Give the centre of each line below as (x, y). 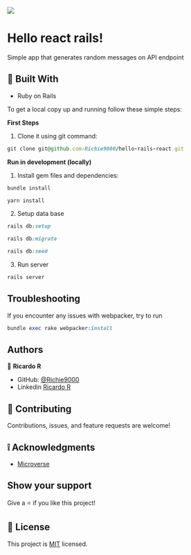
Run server (33, 264)
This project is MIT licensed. (47, 544)
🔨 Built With (33, 79)
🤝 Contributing (39, 409)
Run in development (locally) (49, 162)
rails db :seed (28, 252)
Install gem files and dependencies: (68, 175)
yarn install (26, 201)
